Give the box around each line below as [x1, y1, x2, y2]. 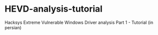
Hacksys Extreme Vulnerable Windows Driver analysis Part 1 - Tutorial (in [4, 19, 154, 25]
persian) [4, 24, 22, 30]
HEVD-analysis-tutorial [4, 3, 103, 15]
